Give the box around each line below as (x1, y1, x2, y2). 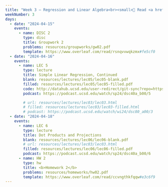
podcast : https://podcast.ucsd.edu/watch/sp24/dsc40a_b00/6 (23, 151, 151, 156)
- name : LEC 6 (18, 123, 48, 128)
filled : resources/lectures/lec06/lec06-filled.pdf (23, 146, 133, 151)
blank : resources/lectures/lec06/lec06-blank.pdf (23, 137, 128, 142)
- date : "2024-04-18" (9, 114, 55, 119)
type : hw (23, 160, 41, 165)
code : (23, 86, 35, 91)
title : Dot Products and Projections (23, 132, 101, 137)
